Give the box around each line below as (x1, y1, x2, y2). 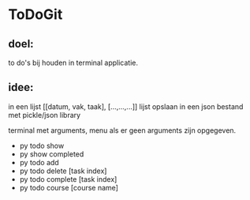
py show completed (19, 149, 84, 159)
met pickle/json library (8, 110, 81, 119)
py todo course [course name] (19, 183, 118, 192)
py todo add (19, 157, 59, 167)
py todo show (19, 141, 65, 150)
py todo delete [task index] (19, 166, 107, 175)
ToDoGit (8, 6, 63, 24)
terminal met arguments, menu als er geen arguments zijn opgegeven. (8, 125, 237, 135)
